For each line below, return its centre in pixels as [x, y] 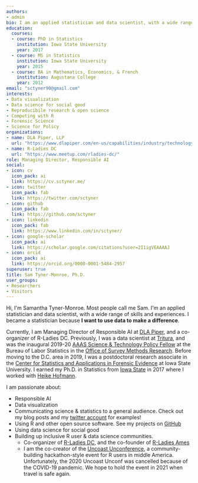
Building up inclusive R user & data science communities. [84, 436]
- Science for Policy [33, 127]
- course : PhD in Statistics [47, 39]
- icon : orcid [24, 253]
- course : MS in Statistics [46, 55]
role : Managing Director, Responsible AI [58, 160]
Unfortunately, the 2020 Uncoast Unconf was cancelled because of [105, 461]
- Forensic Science [30, 121]
